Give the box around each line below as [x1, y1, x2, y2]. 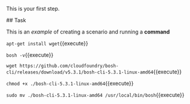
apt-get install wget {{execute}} [6, 40, 88, 47]
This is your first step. [6, 5, 60, 12]
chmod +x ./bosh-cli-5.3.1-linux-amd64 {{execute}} [6, 80, 134, 87]
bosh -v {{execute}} [6, 51, 54, 59]
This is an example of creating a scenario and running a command [6, 28, 170, 35]
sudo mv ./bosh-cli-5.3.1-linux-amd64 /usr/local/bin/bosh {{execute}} [6, 91, 185, 98]
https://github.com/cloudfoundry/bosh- [19, 63, 119, 69]
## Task [6, 17, 26, 23]
